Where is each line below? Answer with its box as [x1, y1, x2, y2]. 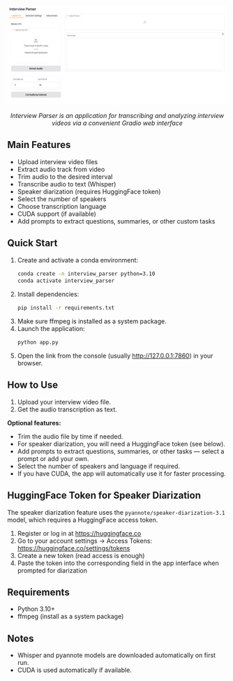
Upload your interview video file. [17, 397, 112, 406]
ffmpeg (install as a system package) [17, 613, 124, 621]
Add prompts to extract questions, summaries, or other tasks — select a [17, 447, 225, 455]
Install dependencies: [17, 290, 80, 298]
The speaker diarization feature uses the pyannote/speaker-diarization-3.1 [7, 508, 225, 516]
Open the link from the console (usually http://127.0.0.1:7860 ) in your [17, 351, 213, 360]
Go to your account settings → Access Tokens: [17, 536, 152, 545]
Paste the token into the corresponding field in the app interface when [17, 559, 219, 567]
